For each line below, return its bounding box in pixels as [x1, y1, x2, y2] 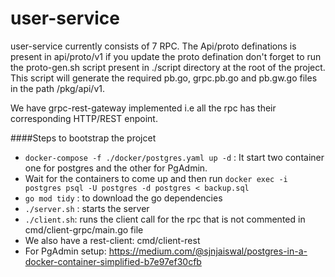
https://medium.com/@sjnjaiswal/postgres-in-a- [108, 245, 308, 257]
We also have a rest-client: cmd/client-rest [24, 234, 201, 246]
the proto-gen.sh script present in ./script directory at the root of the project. [10, 61, 326, 73]
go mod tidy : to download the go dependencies [24, 192, 223, 204]
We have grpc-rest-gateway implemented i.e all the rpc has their [10, 102, 277, 114]
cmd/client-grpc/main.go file [24, 223, 144, 236]
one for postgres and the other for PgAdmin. [24, 162, 208, 174]
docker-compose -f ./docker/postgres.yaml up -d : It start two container [24, 151, 325, 163]
